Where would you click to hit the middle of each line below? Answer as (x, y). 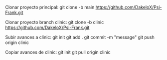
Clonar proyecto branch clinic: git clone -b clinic (55, 22)
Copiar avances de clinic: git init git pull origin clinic (58, 52)
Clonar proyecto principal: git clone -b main (50, 7)
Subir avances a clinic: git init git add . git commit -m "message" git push (80, 37)
